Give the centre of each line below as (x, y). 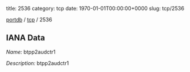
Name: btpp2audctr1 (31, 52)
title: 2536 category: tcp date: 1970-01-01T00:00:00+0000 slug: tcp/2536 (95, 8)
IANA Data (26, 38)
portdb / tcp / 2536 (29, 19)
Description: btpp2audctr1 (38, 63)
